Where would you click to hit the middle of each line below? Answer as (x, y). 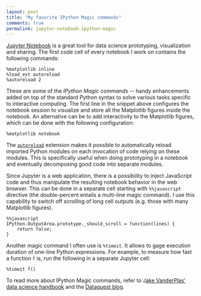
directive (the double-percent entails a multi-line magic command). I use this (100, 195)
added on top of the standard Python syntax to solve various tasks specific (99, 97)
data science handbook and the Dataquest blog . (66, 287)
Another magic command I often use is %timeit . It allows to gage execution (98, 246)
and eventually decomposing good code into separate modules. (85, 164)
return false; (34, 229)
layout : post (22, 12)
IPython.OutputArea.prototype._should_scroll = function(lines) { (91, 224)
